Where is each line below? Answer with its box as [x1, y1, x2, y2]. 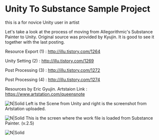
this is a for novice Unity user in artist [5, 19, 79, 25]
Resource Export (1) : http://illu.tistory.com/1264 [5, 48, 101, 54]
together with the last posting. [5, 39, 65, 45]
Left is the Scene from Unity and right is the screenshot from [25, 100, 147, 106]
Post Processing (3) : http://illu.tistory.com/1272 [5, 67, 100, 73]
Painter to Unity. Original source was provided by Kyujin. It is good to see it [5, 34, 154, 40]
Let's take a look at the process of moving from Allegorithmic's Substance [5, 29, 153, 34]
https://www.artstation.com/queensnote [5, 91, 85, 97]
